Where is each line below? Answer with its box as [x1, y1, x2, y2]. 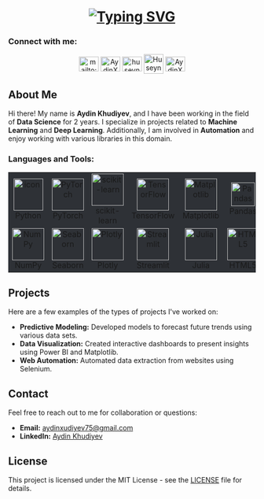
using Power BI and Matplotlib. [19, 347, 119, 357]
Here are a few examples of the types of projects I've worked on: [8, 307, 218, 316]
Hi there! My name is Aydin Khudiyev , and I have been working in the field [8, 109, 250, 118]
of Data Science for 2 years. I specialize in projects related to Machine [8, 117, 238, 127]
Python [14, 209, 42, 220]
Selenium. [19, 364, 53, 374]
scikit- [95, 205, 120, 216]
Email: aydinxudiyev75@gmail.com [19, 423, 134, 433]
